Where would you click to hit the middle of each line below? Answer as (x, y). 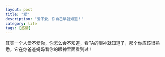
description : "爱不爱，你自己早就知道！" (45, 19)
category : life (21, 24)
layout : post (19, 10)
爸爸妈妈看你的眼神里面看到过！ (60, 49)
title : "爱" (17, 14)
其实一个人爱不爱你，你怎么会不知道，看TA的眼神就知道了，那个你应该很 (80, 43)
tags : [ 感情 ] (18, 28)
